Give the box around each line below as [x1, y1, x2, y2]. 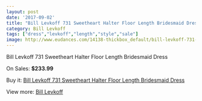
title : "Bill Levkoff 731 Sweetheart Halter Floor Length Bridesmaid [6, 20, 185, 26]
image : [6, 37, 23, 43]
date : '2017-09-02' [6, 14, 55, 20]
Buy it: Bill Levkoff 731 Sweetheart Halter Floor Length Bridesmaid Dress [6, 76, 185, 84]
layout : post [6, 8, 39, 15]
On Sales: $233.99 [6, 65, 54, 72]
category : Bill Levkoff [6, 25, 66, 32]
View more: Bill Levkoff [6, 88, 63, 95]
